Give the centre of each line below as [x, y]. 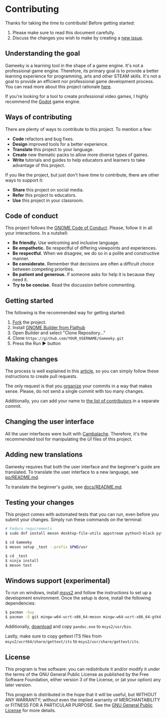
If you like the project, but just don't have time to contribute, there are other [82, 175]
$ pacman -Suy [20, 613]
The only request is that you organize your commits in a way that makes [79, 386]
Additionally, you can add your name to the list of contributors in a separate [82, 401]
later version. [19, 685]
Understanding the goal [43, 53]
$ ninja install [22, 560]
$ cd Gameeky [19, 542]
